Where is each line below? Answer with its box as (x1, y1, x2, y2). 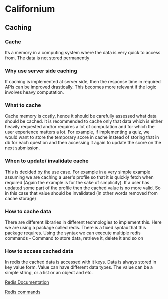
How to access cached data (5, 247, 74, 254)
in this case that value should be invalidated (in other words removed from (5, 190, 158, 196)
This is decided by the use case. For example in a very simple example (5, 169, 151, 175)
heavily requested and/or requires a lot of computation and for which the (5, 124, 155, 130)
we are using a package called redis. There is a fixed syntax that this (5, 225, 146, 231)
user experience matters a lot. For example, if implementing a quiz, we (5, 129, 150, 135)
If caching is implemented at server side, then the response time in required (5, 79, 161, 85)
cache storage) (5, 195, 36, 201)
